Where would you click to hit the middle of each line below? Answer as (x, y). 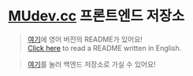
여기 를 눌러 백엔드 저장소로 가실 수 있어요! (91, 64)
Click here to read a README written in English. (104, 48)
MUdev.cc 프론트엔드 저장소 (96, 16)
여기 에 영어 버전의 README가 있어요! (85, 39)
